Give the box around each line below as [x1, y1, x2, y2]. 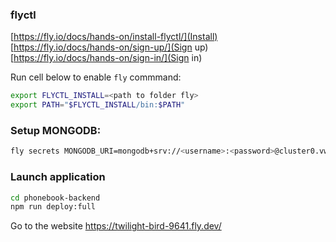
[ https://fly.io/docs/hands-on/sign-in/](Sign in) [10, 52, 203, 64]
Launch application [10, 170, 106, 184]
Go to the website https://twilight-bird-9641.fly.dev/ [10, 220, 222, 232]
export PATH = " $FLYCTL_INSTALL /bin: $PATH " [10, 100, 186, 110]
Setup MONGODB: [10, 123, 102, 137]
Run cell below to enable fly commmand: [10, 71, 182, 83]
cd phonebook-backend [10, 193, 101, 203]
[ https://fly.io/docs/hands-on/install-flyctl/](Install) [10, 31, 218, 43]
